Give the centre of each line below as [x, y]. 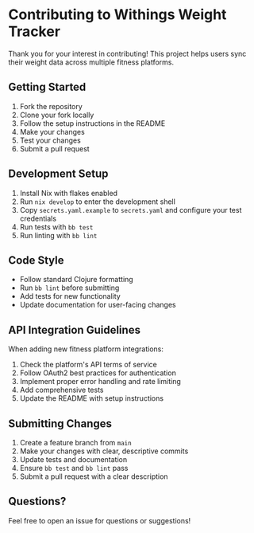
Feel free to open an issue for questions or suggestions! [100, 520]
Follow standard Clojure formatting [76, 280]
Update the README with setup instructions [92, 398]
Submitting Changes [60, 423]
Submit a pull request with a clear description [94, 476]
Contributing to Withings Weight [117, 15]
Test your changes [50, 140]
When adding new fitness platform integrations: [86, 349]
